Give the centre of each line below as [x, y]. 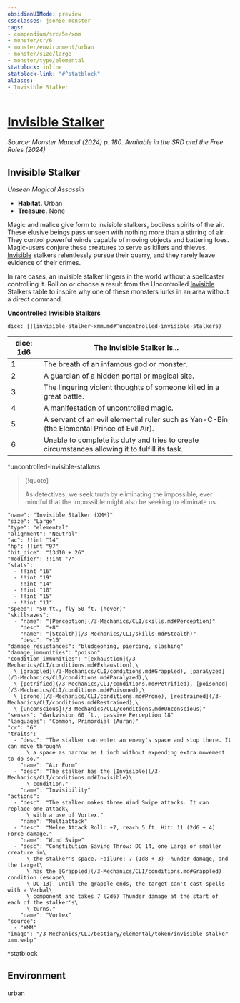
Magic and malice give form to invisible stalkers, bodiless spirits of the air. [116, 225]
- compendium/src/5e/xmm [44, 34]
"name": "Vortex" [46, 915]
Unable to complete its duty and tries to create [121, 440]
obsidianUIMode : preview [44, 14]
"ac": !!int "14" [33, 540]
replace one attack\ [38, 809]
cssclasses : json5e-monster [49, 21]
